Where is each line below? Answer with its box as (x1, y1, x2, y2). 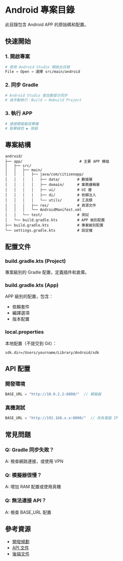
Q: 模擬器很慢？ (5, 472, 42, 478)
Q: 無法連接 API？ (5, 497, 47, 504)
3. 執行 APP (5, 110, 33, 117)
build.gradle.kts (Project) (5, 258, 66, 264)
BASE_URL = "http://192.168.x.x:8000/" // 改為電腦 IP (5, 416, 118, 421)
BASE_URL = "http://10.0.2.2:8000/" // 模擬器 (5, 392, 102, 397)
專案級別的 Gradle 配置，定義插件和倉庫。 (5, 269, 89, 275)
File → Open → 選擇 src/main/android (5, 69, 81, 74)
